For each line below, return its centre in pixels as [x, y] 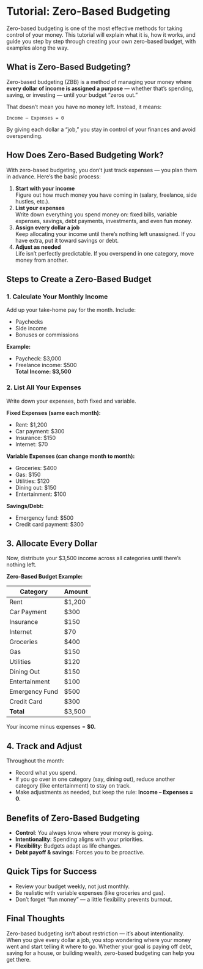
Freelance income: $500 [46, 365]
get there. [19, 959]
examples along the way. [38, 48]
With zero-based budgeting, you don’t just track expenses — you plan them [102, 170]
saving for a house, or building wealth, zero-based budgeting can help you [100, 953]
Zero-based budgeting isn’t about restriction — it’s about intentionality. [95, 933]
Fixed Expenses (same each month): [54, 412]
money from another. [42, 260]
